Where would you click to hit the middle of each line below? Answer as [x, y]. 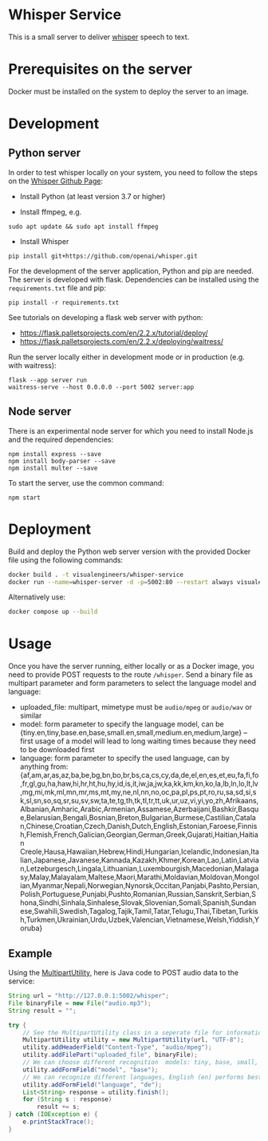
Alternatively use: [37, 597]
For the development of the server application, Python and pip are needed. [131, 270]
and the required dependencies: [61, 439]
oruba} [31, 928]
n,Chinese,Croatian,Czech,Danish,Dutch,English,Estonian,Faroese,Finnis [138, 827]
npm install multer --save [53, 468]
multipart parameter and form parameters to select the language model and [132, 683]
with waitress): [33, 365]
